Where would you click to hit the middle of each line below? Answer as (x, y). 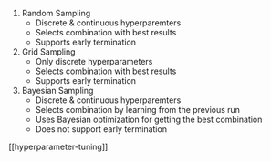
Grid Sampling (48, 52)
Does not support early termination (101, 129)
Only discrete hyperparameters (94, 61)
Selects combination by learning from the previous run (138, 110)
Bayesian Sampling (57, 91)
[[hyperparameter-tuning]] (58, 146)
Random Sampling (56, 13)
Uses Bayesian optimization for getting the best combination (149, 119)
